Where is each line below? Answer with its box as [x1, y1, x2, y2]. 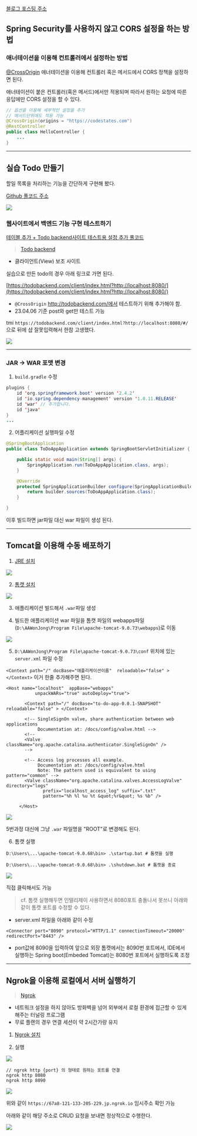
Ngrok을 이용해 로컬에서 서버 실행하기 [6, 976, 136, 986]
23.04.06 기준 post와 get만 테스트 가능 [14, 307, 105, 314]
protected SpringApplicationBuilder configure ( [16, 483, 135, 490]
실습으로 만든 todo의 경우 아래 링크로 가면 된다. [6, 270, 114, 277]
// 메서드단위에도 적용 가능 [6, 113, 64, 118]
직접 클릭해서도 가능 [6, 884, 52, 891]
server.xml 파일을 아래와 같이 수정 [14, 916, 93, 923]
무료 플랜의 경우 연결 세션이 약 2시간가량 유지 [14, 1018, 118, 1025]
